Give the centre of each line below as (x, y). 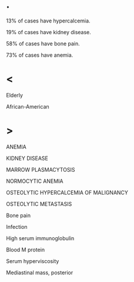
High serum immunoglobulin (40, 238)
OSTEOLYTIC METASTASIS (39, 204)
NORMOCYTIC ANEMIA (35, 181)
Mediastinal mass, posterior (40, 273)
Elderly (15, 95)
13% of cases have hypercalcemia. (48, 21)
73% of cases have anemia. (40, 55)
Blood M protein (26, 250)
